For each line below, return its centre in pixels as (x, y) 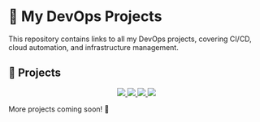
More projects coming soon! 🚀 (59, 109)
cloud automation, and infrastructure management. (93, 47)
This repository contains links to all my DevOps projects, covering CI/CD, (130, 39)
